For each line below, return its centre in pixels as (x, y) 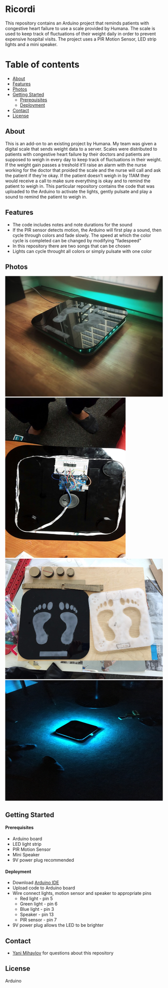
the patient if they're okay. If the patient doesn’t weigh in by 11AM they (77, 175)
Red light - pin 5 (36, 899)
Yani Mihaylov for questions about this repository (63, 953)
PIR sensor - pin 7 (38, 920)
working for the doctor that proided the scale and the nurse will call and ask (83, 170)
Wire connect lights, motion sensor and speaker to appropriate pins (82, 893)
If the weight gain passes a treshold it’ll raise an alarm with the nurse (76, 165)
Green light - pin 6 (39, 904)
